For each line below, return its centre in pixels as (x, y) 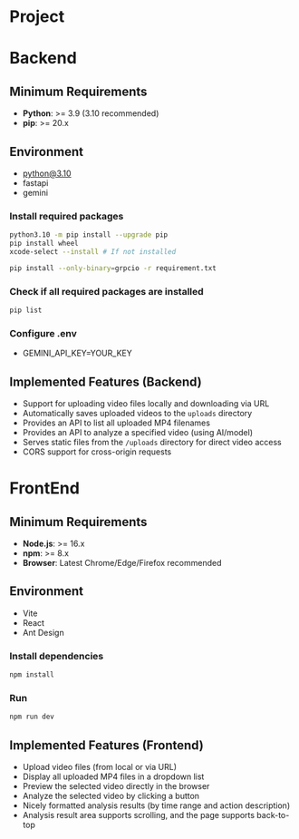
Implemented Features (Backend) (106, 381)
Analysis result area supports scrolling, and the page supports (139, 815)
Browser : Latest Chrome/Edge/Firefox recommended (122, 563)
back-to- (273, 815)
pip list (26, 310)
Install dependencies (57, 656)
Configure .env (43, 333)
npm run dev (32, 717)
